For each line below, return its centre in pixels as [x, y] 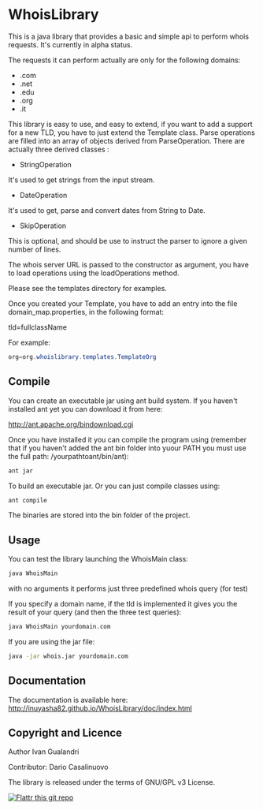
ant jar [21, 471]
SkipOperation [43, 226]
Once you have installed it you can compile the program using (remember [128, 439]
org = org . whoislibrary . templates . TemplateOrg [82, 356]
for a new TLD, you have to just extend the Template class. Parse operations [132, 133]
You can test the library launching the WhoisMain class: [98, 559]
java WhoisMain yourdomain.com [59, 627]
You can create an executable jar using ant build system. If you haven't [123, 401]
